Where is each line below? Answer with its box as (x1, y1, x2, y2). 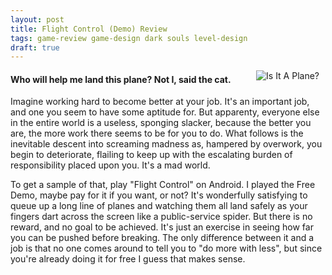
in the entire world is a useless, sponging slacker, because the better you (10, 117, 312, 129)
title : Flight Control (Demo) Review (10, 24, 168, 34)
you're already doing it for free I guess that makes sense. (10, 253, 246, 265)
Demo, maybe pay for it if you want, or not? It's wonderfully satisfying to (10, 189, 308, 201)
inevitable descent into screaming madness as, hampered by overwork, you (10, 138, 323, 150)
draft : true (10, 42, 60, 53)
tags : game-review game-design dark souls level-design (10, 33, 248, 43)
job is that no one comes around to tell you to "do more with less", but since (10, 242, 323, 255)
